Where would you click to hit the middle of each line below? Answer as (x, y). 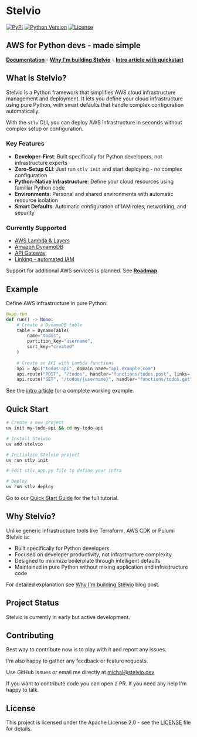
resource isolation (36, 200)
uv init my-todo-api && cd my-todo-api (55, 428)
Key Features (26, 144)
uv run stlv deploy (30, 487)
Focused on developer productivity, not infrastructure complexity (93, 554)
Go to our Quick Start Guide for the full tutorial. (62, 498)
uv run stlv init (27, 460)
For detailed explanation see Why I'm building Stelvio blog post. (83, 584)
